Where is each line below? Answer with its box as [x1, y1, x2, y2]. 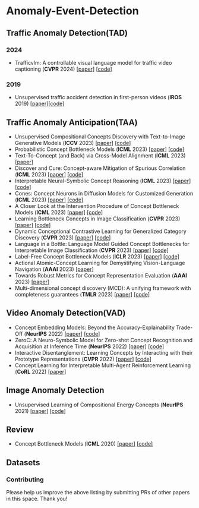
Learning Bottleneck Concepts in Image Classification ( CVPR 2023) [14, 215, 181, 222]
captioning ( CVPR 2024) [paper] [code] [14, 65, 112, 72]
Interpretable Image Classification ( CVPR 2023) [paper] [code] [14, 247, 169, 254]
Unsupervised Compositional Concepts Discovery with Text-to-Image [14, 132, 185, 140]
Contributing [6, 475, 44, 484]
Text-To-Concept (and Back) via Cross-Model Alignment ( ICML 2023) [14, 152, 186, 159]
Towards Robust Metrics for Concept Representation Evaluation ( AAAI [14, 272, 187, 279]
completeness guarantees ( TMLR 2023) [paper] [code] [14, 291, 150, 298]
